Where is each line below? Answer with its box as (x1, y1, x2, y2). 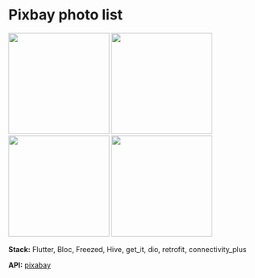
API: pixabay (8, 260, 51, 270)
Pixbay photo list (8, 6, 123, 24)
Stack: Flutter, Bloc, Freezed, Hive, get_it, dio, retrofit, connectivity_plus (8, 244, 247, 254)
